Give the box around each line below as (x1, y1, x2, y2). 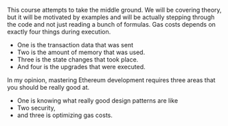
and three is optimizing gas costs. (16, 111, 113, 119)
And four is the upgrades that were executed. (16, 63, 146, 71)
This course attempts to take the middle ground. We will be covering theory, (7, 6, 222, 14)
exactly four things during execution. (7, 27, 111, 36)
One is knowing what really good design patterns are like (16, 97, 179, 105)
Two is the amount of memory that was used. (16, 48, 146, 56)
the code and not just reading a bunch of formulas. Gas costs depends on (7, 21, 216, 28)
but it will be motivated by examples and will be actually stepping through (7, 13, 215, 21)
